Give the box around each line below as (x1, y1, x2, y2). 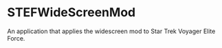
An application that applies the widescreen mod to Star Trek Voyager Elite (7, 27, 216, 35)
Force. (7, 34, 25, 42)
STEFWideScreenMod (7, 5, 136, 20)
